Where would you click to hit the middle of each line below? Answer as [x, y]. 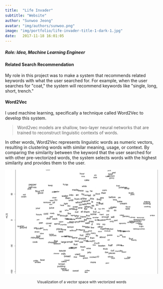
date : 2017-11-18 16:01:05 [35, 36]
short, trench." [19, 91]
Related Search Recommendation [40, 64]
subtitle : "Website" [26, 15]
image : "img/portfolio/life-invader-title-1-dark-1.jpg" [64, 31]
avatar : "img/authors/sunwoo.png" [40, 26]
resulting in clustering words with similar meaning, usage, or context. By [77, 147]
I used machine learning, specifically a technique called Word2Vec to [74, 113]
